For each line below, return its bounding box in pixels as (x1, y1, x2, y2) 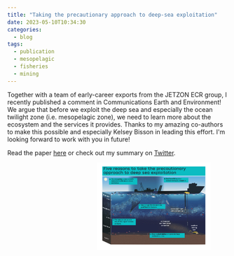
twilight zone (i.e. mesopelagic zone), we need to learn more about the (7, 113, 212, 121)
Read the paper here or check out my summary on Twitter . (7, 148, 176, 157)
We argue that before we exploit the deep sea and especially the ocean (7, 105, 213, 113)
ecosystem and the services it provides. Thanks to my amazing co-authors (7, 120, 223, 129)
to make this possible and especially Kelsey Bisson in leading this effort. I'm (7, 127, 226, 136)
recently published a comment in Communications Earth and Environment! (7, 98, 222, 106)
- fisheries (13, 63, 49, 70)
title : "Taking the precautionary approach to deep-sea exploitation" (7, 11, 218, 18)
